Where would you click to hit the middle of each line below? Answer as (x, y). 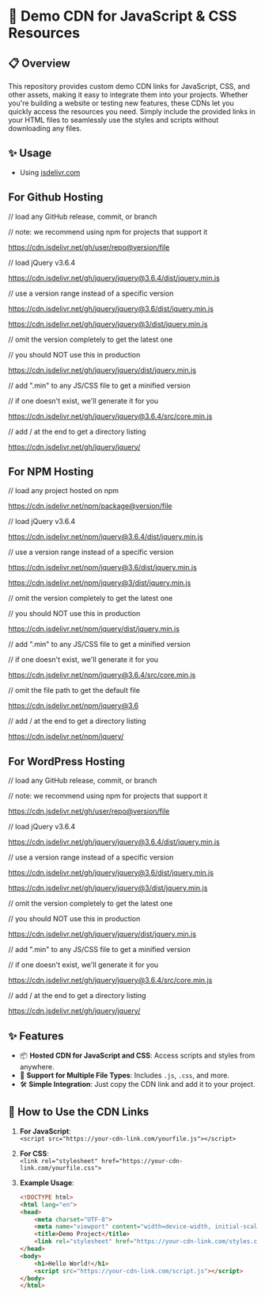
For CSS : (34, 1154)
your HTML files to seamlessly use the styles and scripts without (114, 120)
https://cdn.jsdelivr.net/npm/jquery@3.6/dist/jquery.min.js (103, 568)
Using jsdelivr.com (50, 172)
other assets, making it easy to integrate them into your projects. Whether (128, 95)
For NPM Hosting (51, 472)
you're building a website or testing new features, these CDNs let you (121, 103)
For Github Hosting (56, 197)
